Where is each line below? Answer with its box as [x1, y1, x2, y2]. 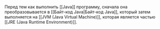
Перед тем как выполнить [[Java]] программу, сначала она [4, 4, 128, 10]
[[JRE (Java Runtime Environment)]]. [4, 19, 77, 25]
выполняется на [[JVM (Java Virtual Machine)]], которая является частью [4, 14, 156, 19]
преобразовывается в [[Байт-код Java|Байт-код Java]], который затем [4, 9, 151, 15]
